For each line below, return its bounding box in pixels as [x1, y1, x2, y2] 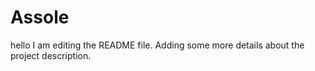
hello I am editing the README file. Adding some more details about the [10, 39, 305, 51]
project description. [10, 49, 92, 61]
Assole [10, 6, 70, 29]
